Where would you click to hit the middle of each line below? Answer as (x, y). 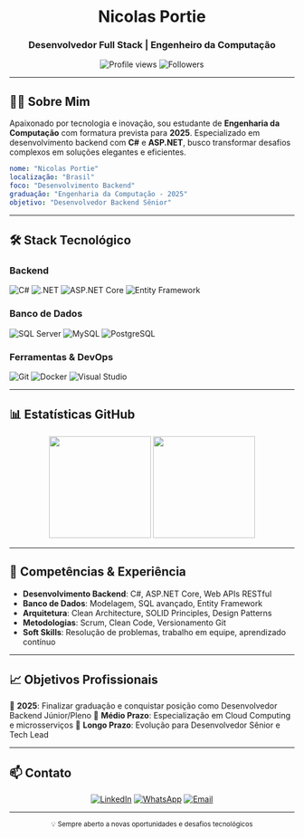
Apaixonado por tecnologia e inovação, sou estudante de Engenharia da (145, 123)
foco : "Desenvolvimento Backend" (72, 186)
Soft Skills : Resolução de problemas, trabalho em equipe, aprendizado (154, 632)
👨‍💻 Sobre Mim (50, 101)
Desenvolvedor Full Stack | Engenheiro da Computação (152, 45)
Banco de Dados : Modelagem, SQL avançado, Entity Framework (142, 603)
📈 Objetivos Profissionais (84, 679)
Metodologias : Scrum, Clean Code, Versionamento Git (124, 623)
